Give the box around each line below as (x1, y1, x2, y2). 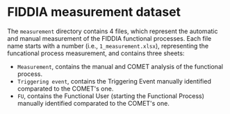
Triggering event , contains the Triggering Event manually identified (17, 77, 212, 85)
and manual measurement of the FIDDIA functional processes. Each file (7, 34, 212, 42)
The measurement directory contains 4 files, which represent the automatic (7, 27, 218, 35)
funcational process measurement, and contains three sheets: (7, 49, 185, 57)
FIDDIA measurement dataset (7, 4, 181, 20)
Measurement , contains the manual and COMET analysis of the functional (17, 62, 224, 70)
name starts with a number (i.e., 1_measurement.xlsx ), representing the (7, 41, 209, 50)
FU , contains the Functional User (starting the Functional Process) (17, 91, 205, 100)
